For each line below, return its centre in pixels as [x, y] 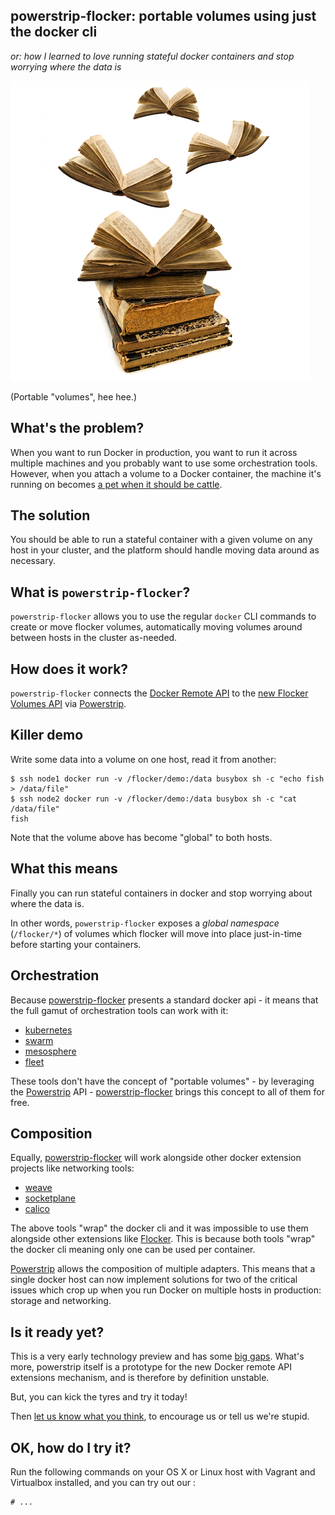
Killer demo [47, 735]
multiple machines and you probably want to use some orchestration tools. [164, 463]
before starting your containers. [76, 944]
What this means [64, 869]
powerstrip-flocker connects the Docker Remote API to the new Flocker [159, 693]
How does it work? [69, 669]
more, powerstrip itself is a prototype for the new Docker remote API [151, 1367]
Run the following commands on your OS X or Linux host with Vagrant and [163, 1471]
